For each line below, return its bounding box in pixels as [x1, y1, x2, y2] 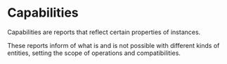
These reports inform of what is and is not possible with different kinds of [7, 41, 220, 49]
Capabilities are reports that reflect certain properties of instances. [7, 28, 201, 36]
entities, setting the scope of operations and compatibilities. [7, 49, 181, 57]
